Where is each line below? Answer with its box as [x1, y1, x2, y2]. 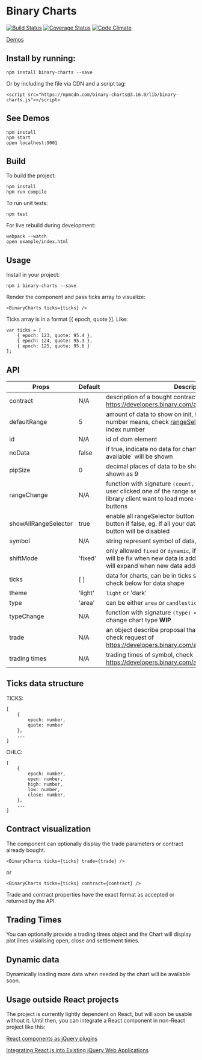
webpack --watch [6, 233, 47, 239]
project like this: [6, 1023, 46, 1030]
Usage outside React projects [6, 994, 119, 1005]
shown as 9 [106, 470, 139, 478]
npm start [6, 134, 31, 140]
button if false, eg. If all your [106, 520, 185, 528]
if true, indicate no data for [106, 445, 181, 453]
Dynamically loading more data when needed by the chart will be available [6, 971, 191, 978]
